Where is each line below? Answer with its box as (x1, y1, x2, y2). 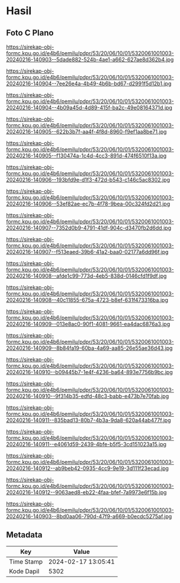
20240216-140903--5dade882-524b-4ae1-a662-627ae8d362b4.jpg (6, 56, 174, 63)
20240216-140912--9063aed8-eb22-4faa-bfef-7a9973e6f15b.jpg (6, 489, 167, 495)
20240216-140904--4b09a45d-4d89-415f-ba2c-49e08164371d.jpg (6, 104, 173, 111)
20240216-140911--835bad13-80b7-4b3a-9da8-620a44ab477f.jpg (6, 417, 171, 424)
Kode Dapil (9, 567, 40, 575)
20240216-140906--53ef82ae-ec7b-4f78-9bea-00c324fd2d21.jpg (6, 200, 171, 207)
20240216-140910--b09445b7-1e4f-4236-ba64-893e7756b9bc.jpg (6, 369, 173, 375)
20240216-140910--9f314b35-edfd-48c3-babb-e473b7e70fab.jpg (6, 392, 169, 400)
